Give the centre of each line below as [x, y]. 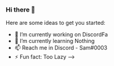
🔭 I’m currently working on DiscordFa [61, 35]
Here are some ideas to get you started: [56, 23]
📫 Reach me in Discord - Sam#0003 [61, 48]
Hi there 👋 [21, 10]
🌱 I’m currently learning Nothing [55, 41]
